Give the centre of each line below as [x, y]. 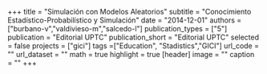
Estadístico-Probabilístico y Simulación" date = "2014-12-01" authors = [125, 20]
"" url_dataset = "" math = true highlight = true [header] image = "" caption [131, 54]
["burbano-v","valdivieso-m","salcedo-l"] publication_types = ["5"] [117, 29]
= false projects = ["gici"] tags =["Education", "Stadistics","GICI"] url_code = [133, 46]
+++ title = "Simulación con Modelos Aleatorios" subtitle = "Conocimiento [129, 12]
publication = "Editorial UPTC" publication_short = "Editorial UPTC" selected [133, 37]
